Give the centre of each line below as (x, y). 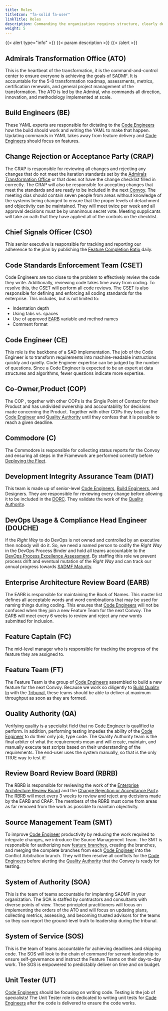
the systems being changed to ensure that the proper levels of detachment (82, 200)
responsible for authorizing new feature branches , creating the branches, (81, 845)
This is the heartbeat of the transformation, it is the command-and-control (81, 70)
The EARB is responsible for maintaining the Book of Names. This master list (84, 595)
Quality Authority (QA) (41, 714)
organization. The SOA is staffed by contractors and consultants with (76, 899)
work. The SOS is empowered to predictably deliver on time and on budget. (83, 964)
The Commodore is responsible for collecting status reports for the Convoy (82, 450)
